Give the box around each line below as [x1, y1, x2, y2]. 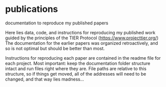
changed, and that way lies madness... [5, 76, 84, 82]
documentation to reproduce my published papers [5, 20, 109, 26]
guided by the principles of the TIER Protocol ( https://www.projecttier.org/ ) [5, 35, 159, 41]
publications [5, 3, 58, 15]
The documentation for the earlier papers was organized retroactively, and [5, 40, 159, 46]
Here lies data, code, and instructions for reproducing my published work [5, 29, 156, 35]
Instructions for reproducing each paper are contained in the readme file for [5, 55, 161, 61]
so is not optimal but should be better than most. [5, 45, 105, 51]
